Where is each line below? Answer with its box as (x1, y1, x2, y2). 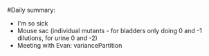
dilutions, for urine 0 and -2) (17, 34, 98, 42)
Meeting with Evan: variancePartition (17, 41, 122, 49)
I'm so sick (17, 19, 48, 27)
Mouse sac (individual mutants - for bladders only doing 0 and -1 (17, 27, 203, 35)
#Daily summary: (7, 6, 55, 14)
